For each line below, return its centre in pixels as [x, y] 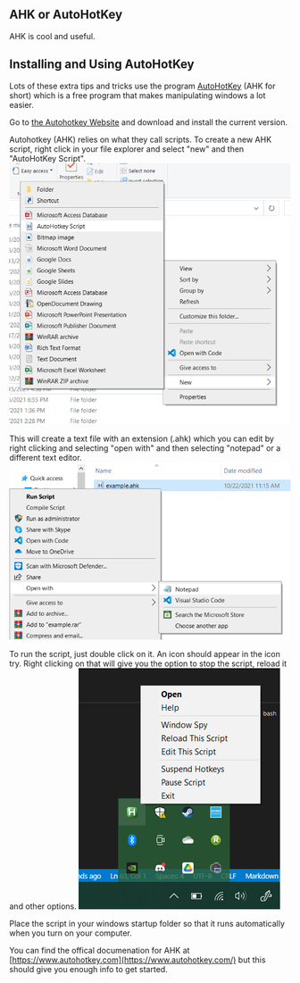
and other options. [43, 906]
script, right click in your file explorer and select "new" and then [127, 149]
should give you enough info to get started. [88, 970]
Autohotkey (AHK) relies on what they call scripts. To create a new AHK [141, 139]
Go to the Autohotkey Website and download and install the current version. [149, 122]
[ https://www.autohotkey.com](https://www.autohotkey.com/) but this [137, 960]
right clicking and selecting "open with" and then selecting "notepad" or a [145, 448]
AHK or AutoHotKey [66, 15]
